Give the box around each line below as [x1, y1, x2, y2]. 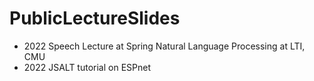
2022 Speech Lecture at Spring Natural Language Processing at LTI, [23, 40, 306, 52]
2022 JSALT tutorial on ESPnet [23, 61, 151, 73]
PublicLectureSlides [9, 7, 181, 30]
